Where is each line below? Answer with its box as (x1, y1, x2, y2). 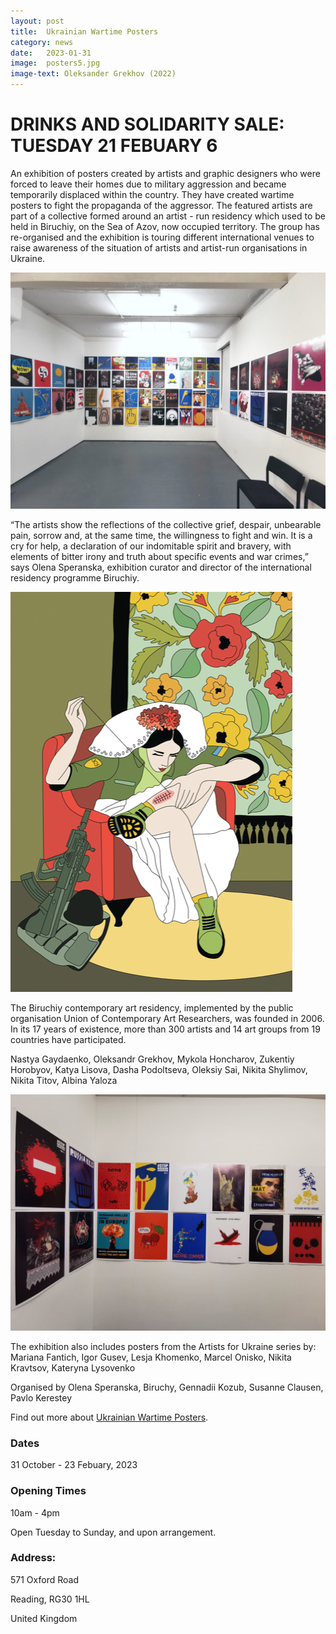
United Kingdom (10, 1612, 78, 1624)
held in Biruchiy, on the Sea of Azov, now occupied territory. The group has (10, 220, 320, 232)
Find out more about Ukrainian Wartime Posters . (10, 1411, 209, 1423)
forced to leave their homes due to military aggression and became (10, 178, 287, 190)
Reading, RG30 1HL (10, 1593, 90, 1605)
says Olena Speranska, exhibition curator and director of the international (10, 561, 312, 573)
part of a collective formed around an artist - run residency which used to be (10, 210, 326, 222)
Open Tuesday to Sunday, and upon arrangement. (10, 1526, 217, 1538)
